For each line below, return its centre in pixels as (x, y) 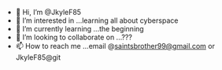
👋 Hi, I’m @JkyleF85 (48, 12)
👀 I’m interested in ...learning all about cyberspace (97, 20)
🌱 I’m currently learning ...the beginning (80, 29)
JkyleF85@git (38, 57)
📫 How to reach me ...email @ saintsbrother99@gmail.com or (115, 46)
